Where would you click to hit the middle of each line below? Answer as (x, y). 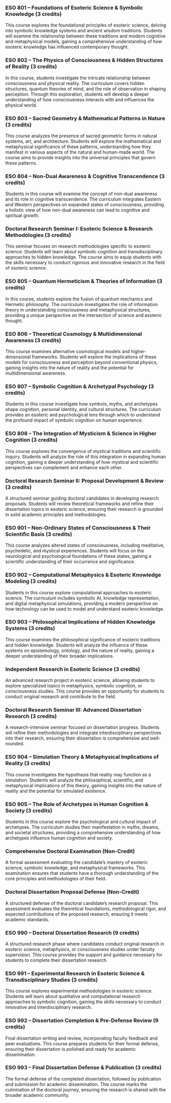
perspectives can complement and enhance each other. (64, 467)
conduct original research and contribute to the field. (61, 697)
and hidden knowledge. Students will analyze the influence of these (77, 645)
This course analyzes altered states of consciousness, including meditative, (85, 545)
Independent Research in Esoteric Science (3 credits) (73, 669)
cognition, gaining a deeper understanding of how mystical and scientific (82, 462)
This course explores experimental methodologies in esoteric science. (79, 991)
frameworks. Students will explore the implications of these (94, 357)
